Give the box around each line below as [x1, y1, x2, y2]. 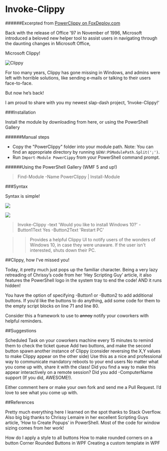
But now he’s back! [5, 90, 44, 96]
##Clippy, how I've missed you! [5, 257, 70, 263]
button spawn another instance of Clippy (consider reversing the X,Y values [5, 348, 161, 354]
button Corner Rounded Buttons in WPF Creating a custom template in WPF [5, 439, 161, 446]
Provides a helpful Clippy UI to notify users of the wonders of [29, 236, 156, 242]
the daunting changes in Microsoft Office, [5, 40, 91, 46]
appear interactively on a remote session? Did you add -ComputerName [5, 369, 153, 375]
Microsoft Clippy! [5, 50, 41, 56]
